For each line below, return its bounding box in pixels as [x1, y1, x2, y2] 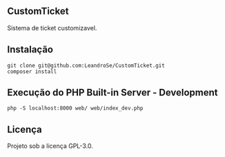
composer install [7, 68, 57, 75]
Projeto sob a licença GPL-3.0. [7, 142, 93, 150]
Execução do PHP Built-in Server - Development [7, 87, 219, 98]
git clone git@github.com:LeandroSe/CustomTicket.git [7, 62, 166, 69]
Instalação [7, 44, 54, 56]
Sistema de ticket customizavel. [7, 23, 97, 32]
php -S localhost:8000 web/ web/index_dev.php [7, 105, 144, 112]
